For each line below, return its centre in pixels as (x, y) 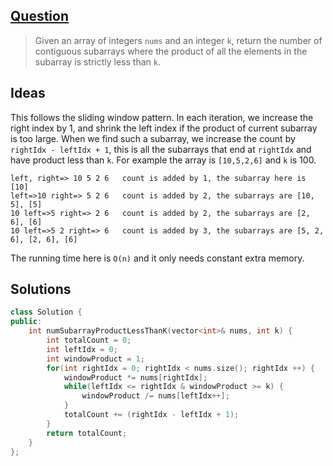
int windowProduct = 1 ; (95, 359)
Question (39, 16)
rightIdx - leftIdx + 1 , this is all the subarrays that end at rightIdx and (161, 149)
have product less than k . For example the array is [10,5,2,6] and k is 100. (163, 160)
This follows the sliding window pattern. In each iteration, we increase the (162, 117)
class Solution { (46, 312)
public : (26, 322)
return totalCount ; (87, 433)
